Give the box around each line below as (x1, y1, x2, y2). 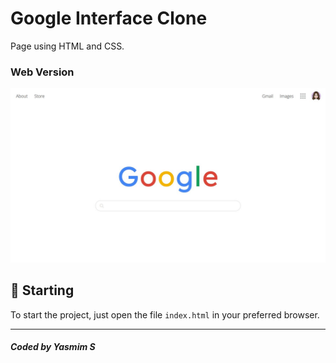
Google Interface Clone (10, 7, 208, 30)
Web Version (10, 65, 75, 79)
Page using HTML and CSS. (10, 40, 125, 52)
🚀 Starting (10, 282, 75, 299)
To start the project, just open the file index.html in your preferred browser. (10, 308, 320, 321)
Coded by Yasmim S (10, 341, 96, 353)
